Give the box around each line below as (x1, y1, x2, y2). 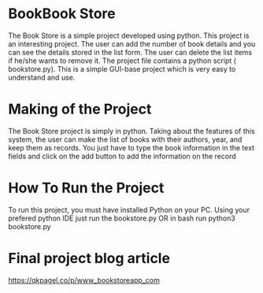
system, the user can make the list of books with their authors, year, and (8, 135, 243, 144)
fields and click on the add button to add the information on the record (8, 151, 236, 161)
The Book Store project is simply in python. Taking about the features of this (8, 126, 255, 135)
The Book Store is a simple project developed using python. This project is (8, 31, 250, 40)
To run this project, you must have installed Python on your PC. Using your (8, 205, 250, 214)
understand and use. (8, 72, 76, 82)
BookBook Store (8, 5, 116, 23)
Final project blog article (8, 250, 171, 267)
